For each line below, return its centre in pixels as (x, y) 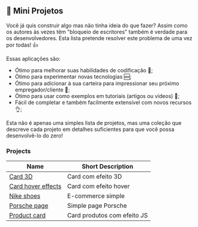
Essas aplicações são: (33, 59)
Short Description (107, 167)
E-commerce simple (96, 196)
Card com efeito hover (98, 186)
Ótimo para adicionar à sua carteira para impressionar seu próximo (97, 83)
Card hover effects (35, 186)
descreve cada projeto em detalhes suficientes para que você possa (90, 129)
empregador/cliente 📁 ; (42, 90)
